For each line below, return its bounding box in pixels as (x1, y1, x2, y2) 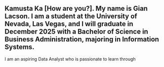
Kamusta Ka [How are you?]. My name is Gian (4, 4, 148, 13)
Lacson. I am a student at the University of (4, 12, 137, 21)
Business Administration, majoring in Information (4, 35, 159, 44)
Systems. (4, 43, 35, 51)
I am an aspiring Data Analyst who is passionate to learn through (4, 56, 136, 62)
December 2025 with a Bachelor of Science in (4, 28, 149, 36)
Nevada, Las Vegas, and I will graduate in (4, 20, 133, 28)
